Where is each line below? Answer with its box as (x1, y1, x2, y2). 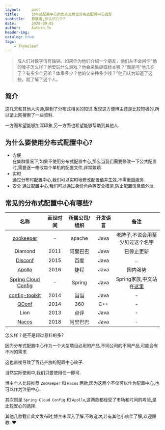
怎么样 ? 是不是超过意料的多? (5, 332, 64, 338)
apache (70, 235, 88, 242)
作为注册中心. (13, 386, 41, 392)
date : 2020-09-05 (5, 21, 54, 26)
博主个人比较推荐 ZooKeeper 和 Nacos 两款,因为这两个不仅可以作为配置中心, (5, 380, 156, 386)
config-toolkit (9, 292, 41, 299)
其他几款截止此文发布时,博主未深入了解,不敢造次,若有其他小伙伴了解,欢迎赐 (5, 413, 157, 419)
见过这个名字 (124, 239, 154, 246)
